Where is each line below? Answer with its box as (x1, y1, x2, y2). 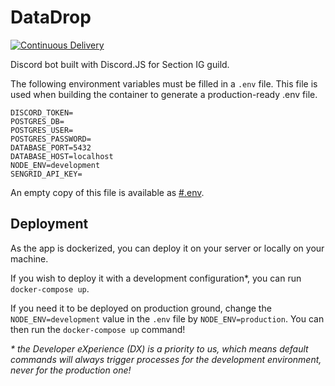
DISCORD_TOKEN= (10, 107, 74, 118)
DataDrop (10, 6, 92, 29)
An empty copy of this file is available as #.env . (10, 186, 205, 198)
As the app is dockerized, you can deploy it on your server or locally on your (10, 242, 325, 254)
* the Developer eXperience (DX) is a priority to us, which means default (10, 342, 309, 355)
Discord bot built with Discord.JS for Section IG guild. (10, 58, 230, 70)
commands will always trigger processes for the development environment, (10, 353, 322, 365)
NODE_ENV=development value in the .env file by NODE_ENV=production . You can (10, 312, 325, 325)
